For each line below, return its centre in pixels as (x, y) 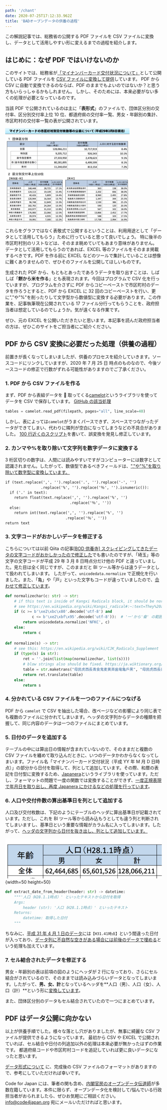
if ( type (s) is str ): (36, 654)
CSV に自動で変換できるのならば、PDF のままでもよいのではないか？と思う (83, 85)
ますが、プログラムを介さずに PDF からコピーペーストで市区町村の (82, 285)
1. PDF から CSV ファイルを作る (43, 383)
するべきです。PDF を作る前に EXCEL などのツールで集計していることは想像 (83, 256)
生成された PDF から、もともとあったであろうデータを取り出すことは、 (78, 273)
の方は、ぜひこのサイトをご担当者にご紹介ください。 (60, 327)
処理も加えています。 (35, 946)
